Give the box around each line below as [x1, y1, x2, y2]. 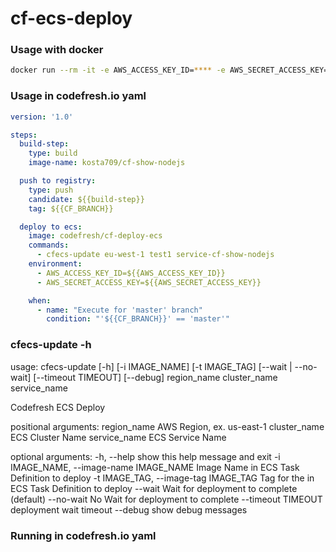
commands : [28, 240, 70, 251]
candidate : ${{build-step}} [28, 194, 145, 204]
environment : [28, 259, 83, 269]
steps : [10, 130, 38, 140]
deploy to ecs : [19, 222, 83, 232]
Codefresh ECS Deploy [10, 401, 106, 413]
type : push [28, 185, 74, 195]
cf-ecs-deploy [10, 7, 133, 30]
